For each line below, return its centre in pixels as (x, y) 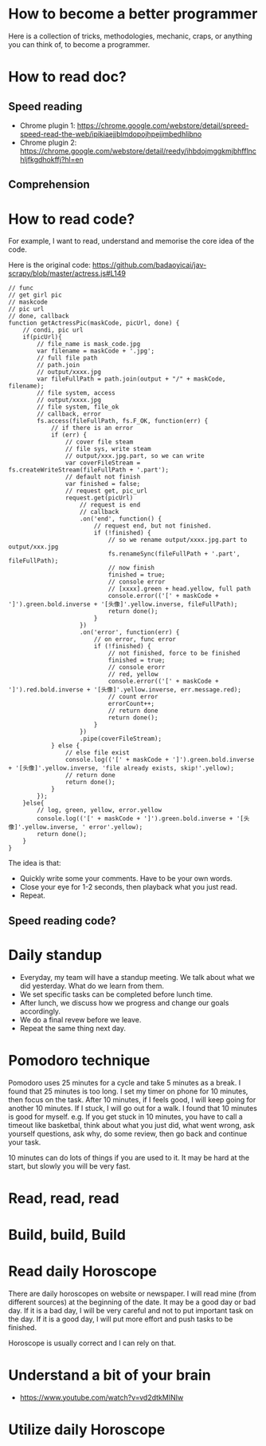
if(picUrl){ (42, 337)
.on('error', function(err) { (129, 632)
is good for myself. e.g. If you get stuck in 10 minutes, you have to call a (125, 1117)
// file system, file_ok (78, 407)
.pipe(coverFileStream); (120, 739)
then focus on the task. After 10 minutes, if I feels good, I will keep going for (132, 1099)
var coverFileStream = (103, 463)
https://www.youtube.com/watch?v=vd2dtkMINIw (102, 1397)
